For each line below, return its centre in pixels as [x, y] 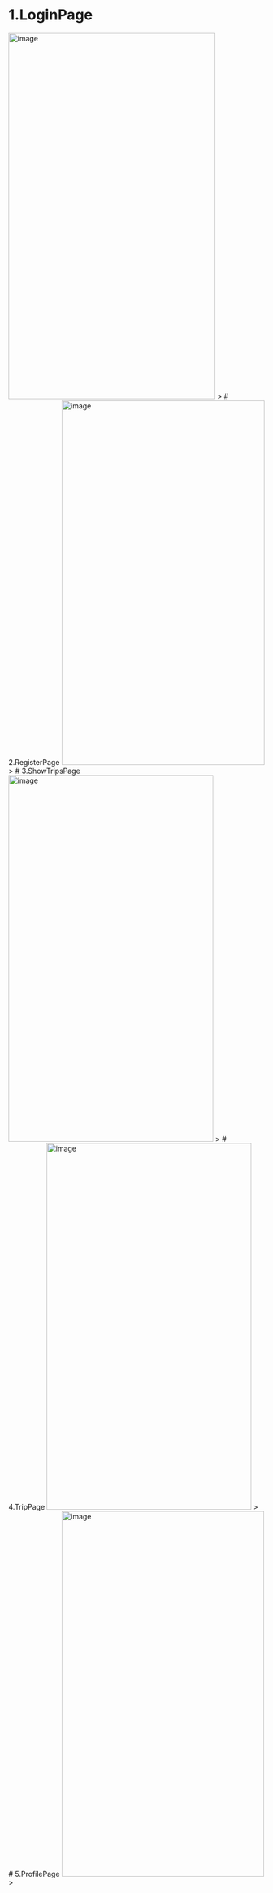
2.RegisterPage [34, 762]
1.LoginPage [51, 15]
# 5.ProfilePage [34, 1874]
